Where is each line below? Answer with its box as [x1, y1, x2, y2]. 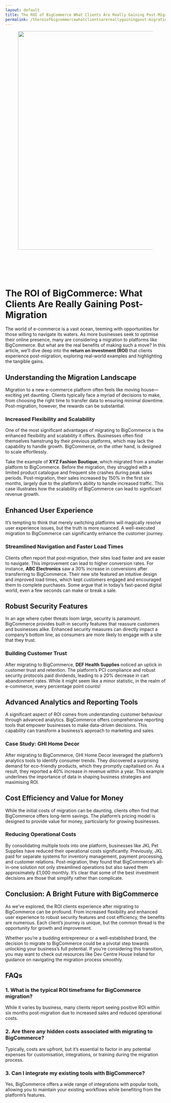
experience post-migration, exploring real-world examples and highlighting [5, 353, 162, 359]
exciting [5, 392, 22, 398]
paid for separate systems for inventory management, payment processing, [5, 853, 164, 859]
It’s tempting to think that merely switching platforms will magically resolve [5, 519, 161, 526]
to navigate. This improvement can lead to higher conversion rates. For [5, 560, 154, 566]
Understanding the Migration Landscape [5, 373, 137, 382]
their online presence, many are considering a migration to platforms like [5, 337, 158, 343]
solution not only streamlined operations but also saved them [20, 864, 149, 870]
